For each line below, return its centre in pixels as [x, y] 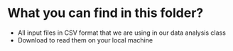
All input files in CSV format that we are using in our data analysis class [121, 33]
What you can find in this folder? [105, 13]
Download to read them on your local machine [85, 40]
